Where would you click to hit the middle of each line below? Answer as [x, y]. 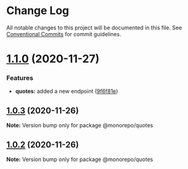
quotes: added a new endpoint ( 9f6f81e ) [66, 91]
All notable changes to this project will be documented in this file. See [94, 28]
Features [20, 78]
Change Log [38, 11]
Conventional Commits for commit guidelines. [64, 34]
